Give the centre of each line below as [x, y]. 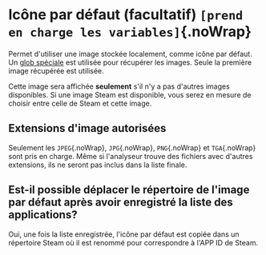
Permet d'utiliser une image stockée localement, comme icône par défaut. [130, 54]
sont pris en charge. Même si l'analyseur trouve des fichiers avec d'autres [131, 156]
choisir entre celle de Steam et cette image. [80, 103]
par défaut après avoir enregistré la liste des [121, 203]
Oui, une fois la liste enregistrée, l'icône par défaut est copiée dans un [124, 234]
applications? [43, 215]
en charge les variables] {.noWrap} [130, 32]
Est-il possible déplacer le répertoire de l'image [129, 190]
